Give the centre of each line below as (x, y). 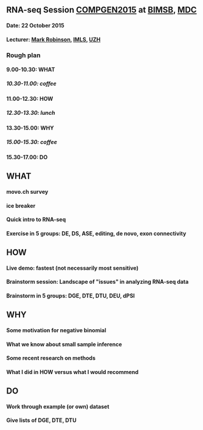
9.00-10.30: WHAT (31, 70)
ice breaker (21, 205)
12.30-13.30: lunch (31, 112)
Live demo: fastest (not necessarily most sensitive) (72, 268)
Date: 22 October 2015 (36, 25)
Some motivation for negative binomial (56, 330)
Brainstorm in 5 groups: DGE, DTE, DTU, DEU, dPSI (71, 295)
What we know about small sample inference (64, 344)
